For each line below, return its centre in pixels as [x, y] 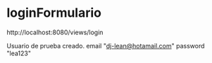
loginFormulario [54, 13]
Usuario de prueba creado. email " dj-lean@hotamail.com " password [106, 45]
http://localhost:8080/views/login [55, 32]
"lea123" [19, 53]
